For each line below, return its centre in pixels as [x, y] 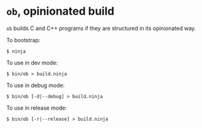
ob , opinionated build [60, 11]
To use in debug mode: [36, 85]
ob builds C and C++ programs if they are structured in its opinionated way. [101, 28]
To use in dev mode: [32, 62]
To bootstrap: [23, 40]
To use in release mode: [37, 108]
